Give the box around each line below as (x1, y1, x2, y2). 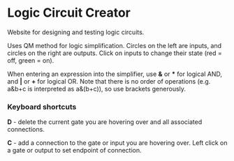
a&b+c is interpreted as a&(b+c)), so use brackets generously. (7, 84, 187, 93)
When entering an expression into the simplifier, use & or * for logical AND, (7, 70, 222, 78)
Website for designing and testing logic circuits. (7, 28, 145, 36)
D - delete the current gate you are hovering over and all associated (7, 118, 203, 126)
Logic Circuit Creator (7, 5, 131, 21)
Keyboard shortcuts (7, 102, 77, 112)
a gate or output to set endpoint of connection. (7, 146, 142, 155)
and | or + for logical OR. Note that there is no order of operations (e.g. (7, 77, 211, 85)
